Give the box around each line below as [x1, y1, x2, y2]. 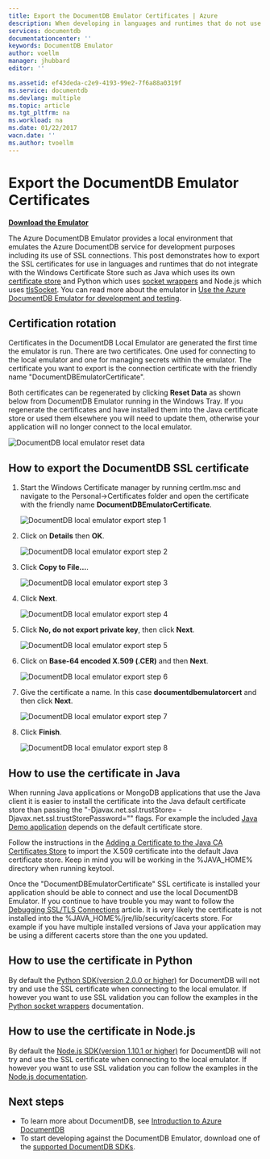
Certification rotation [8, 316, 117, 330]
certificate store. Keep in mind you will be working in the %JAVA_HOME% [8, 855, 254, 864]
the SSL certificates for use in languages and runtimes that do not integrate [8, 259, 259, 269]
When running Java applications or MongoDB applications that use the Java [8, 788, 260, 797]
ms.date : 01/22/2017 [8, 124, 78, 132]
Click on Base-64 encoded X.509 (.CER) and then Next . [19, 656, 209, 666]
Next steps [8, 1095, 64, 1109]
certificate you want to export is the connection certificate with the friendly [8, 364, 258, 374]
